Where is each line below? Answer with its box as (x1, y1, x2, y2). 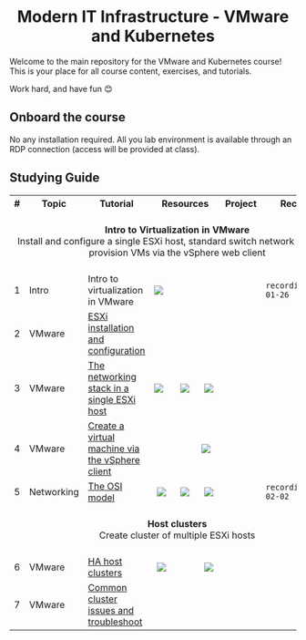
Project (224, 197, 258, 210)
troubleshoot (87, 615, 143, 628)
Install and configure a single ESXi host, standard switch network (16, 234, 295, 247)
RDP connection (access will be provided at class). (9, 143, 200, 154)
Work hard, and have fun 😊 (9, 83, 113, 94)
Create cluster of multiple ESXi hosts (98, 529, 256, 542)
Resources (161, 197, 209, 210)
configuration (87, 344, 146, 356)
